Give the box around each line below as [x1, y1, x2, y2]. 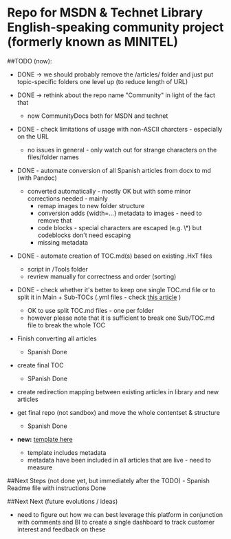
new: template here [16, 435, 74, 443]
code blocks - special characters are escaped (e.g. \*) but [37, 223, 202, 232]
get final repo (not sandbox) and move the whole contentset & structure [16, 408, 220, 416]
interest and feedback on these [16, 525, 106, 533]
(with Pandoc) [16, 174, 57, 182]
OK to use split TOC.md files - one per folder [27, 306, 154, 314]
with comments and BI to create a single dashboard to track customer [16, 518, 215, 526]
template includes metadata [27, 448, 107, 456]
